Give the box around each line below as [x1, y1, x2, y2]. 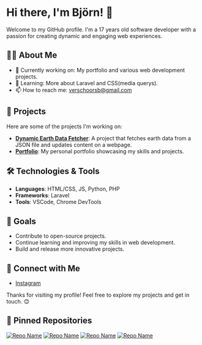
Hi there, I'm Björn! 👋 [6, 6, 113, 20]
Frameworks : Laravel [15, 192, 70, 199]
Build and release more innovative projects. [15, 245, 125, 253]
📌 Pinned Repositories [6, 316, 92, 326]
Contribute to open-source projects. [15, 232, 107, 240]
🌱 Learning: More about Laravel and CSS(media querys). [15, 79, 158, 86]
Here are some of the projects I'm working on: [6, 123, 122, 130]
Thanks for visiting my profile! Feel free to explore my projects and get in [6, 291, 190, 298]
